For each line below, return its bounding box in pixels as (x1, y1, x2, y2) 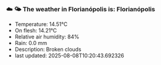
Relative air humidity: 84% (14, 33, 80, 40)
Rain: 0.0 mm (14, 40, 48, 47)
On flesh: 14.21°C (14, 27, 58, 34)
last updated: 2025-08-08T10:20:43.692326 (14, 52, 125, 59)
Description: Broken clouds (14, 46, 81, 53)
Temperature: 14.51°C (14, 21, 68, 28)
